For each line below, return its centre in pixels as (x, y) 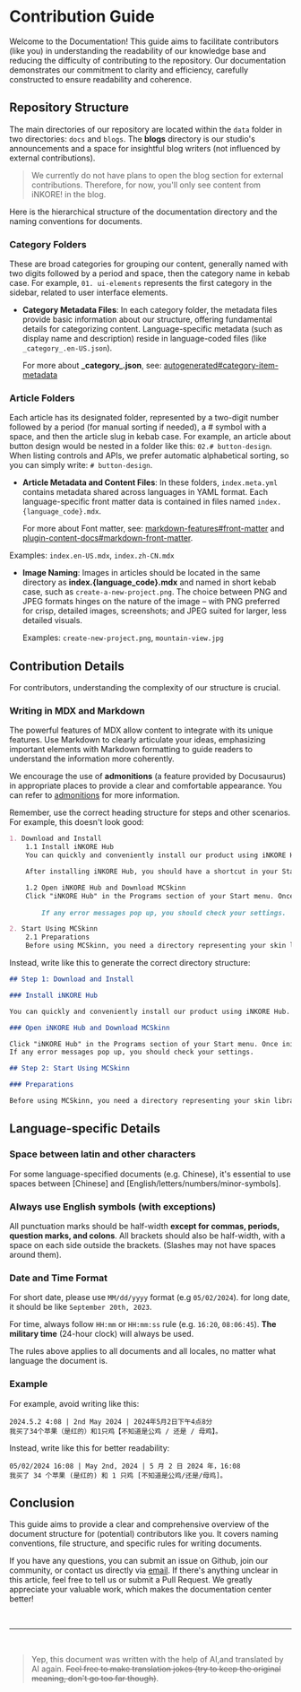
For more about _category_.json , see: (92, 366)
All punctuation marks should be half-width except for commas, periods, (145, 1226)
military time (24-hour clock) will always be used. (102, 1334)
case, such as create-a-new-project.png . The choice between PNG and (155, 592)
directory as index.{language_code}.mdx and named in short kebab (149, 582)
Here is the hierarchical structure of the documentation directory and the (143, 212)
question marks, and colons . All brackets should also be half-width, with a (147, 1236)
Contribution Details (67, 666)
